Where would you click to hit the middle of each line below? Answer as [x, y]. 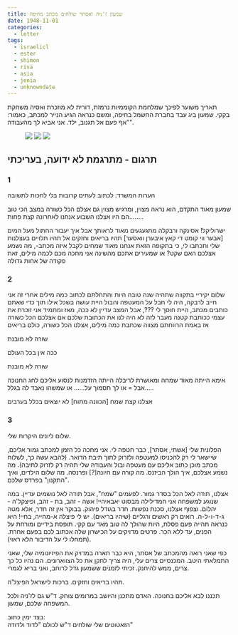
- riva [23, 67]
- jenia [25, 80]
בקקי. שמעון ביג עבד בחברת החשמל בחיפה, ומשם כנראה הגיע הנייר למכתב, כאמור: [119, 115]
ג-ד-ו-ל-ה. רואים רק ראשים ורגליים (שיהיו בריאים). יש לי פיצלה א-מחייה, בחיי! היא [116, 516]
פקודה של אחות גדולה [37, 260]
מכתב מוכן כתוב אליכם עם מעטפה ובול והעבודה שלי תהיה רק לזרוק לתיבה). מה [113, 465]
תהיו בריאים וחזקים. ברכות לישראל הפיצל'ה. [66, 582]
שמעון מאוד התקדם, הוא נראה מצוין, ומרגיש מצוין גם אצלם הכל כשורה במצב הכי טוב [119, 209]
